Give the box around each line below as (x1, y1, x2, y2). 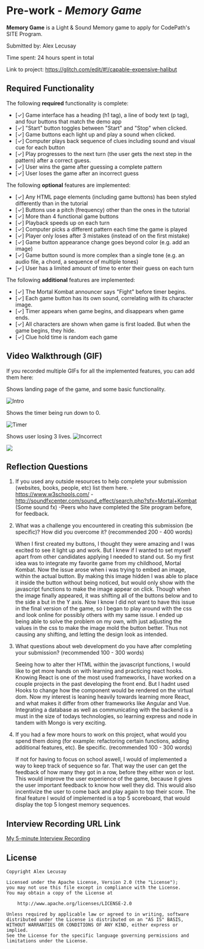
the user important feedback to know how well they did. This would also (15, 781, 196, 789)
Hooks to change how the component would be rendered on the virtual (15, 686, 194, 694)
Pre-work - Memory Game (6, 4, 142, 18)
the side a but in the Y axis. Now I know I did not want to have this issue (15, 598, 195, 606)
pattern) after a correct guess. (15, 157, 91, 164)
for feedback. (15, 510, 50, 518)
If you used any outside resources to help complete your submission (15, 478, 187, 485)
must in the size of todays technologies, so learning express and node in (15, 713, 197, 720)
